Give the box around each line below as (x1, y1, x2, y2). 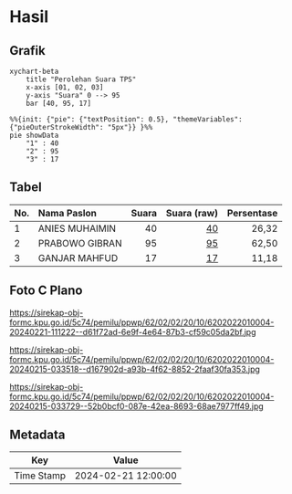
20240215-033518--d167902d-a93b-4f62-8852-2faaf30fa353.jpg (9, 363, 260, 374)
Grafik (9, 43, 46, 58)
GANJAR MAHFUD (37, 251, 119, 264)
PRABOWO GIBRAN (37, 236, 122, 249)
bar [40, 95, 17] (26, 99, 92, 108)
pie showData (9, 131, 59, 140)
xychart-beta (9, 67, 59, 76)
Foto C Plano (9, 283, 83, 299)
